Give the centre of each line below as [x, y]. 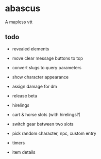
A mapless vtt [19, 22]
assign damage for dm [34, 86]
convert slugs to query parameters [47, 67]
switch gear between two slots [43, 124]
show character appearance [40, 77]
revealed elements [31, 48]
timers [18, 143]
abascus [23, 8]
